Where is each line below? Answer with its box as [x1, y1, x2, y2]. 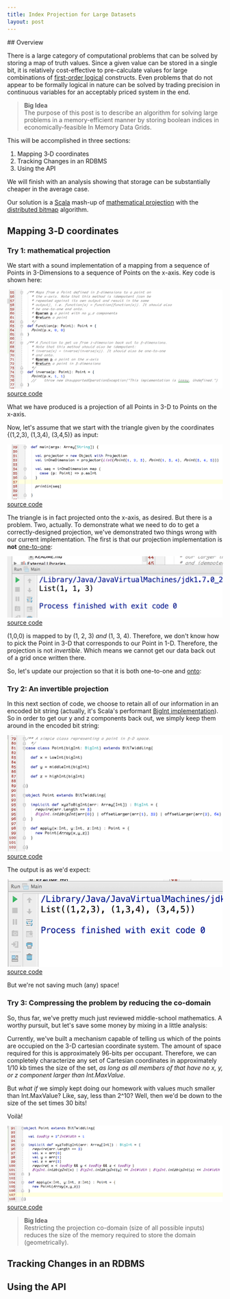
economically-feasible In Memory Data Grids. [23, 123, 152, 131]
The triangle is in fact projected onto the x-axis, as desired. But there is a [7, 513, 212, 522]
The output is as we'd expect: [7, 865, 91, 874]
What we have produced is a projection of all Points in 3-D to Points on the [7, 403, 218, 411]
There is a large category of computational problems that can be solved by [7, 51, 218, 60]
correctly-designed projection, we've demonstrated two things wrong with [7, 528, 217, 537]
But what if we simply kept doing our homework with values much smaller [7, 1084, 216, 1092]
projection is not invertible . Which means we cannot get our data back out [7, 646, 216, 655]
